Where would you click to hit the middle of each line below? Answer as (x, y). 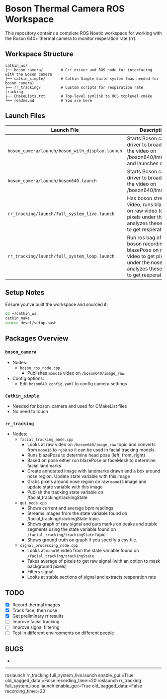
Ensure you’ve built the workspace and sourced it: (57, 304)
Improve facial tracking (36, 622)
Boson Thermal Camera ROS (65, 9)
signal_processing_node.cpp (49, 546)
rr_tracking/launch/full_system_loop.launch (61, 256)
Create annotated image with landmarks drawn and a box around (94, 471)
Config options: (28, 378)
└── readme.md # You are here (49, 100)
